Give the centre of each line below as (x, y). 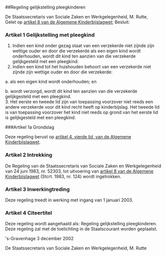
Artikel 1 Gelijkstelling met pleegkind (50, 35)
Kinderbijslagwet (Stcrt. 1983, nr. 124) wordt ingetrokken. (63, 176)
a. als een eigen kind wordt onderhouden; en (51, 82)
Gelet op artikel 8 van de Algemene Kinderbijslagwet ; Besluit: (68, 22)
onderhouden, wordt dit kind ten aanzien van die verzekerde (74, 56)
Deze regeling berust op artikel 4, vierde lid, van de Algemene (68, 137)
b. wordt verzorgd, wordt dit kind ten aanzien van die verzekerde (71, 91)
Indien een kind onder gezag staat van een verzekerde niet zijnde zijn (83, 46)
